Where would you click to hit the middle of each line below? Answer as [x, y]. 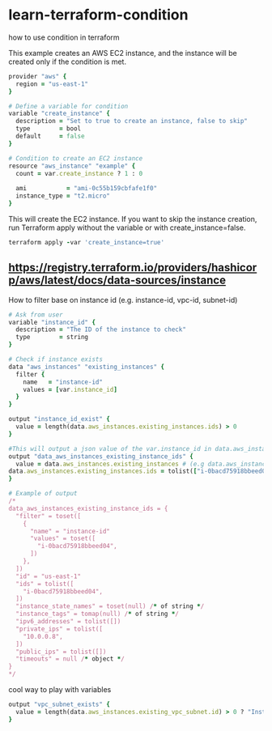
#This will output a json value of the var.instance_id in [110, 448]
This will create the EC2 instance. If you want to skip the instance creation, [133, 219]
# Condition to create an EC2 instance [76, 158]
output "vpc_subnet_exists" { [59, 704]
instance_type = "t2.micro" [63, 196]
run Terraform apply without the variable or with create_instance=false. [127, 227]
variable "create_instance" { [59, 114]
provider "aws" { [38, 76]
